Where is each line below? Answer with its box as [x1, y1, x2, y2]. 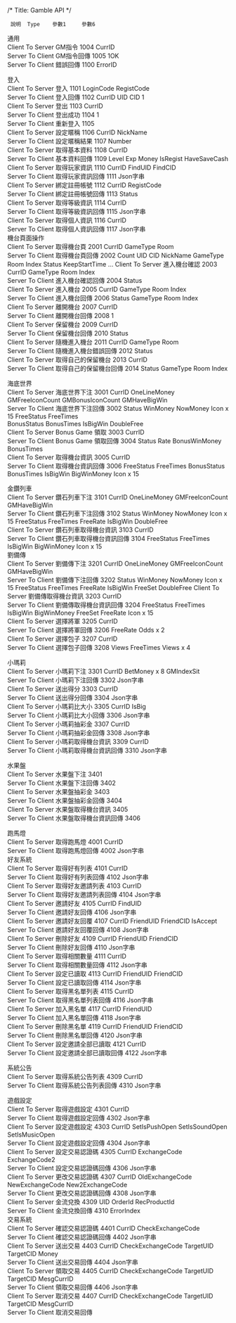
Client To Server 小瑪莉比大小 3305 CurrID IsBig [7, 703, 146, 710]
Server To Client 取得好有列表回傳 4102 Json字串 [7, 873, 149, 881]
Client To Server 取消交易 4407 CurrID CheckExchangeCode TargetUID [7, 1292, 214, 1300]
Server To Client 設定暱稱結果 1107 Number [7, 137, 132, 145]
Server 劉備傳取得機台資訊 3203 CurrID [7, 592, 122, 600]
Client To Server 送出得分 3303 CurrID [7, 685, 118, 693]
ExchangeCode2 [7, 1156, 55, 1163]
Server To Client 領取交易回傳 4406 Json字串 [7, 1283, 138, 1291]
